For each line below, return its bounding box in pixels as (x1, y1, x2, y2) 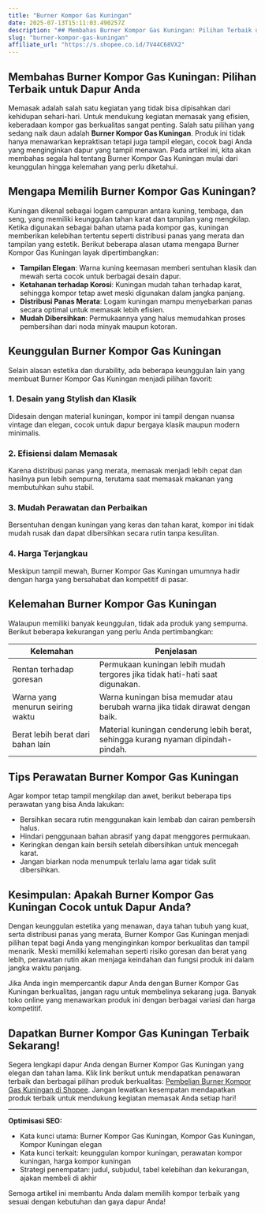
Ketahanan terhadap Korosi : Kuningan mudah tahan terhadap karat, (19, 279, 242, 289)
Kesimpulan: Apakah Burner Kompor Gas (8, 888, 215, 902)
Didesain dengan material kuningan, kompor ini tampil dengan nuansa (8, 411, 235, 420)
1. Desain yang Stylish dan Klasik (8, 394, 136, 405)
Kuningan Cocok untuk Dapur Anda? (8, 900, 192, 913)
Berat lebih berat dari (12, 729, 91, 740)
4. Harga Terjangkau (8, 548, 88, 559)
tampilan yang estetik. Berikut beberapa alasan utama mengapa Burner (8, 239, 239, 248)
